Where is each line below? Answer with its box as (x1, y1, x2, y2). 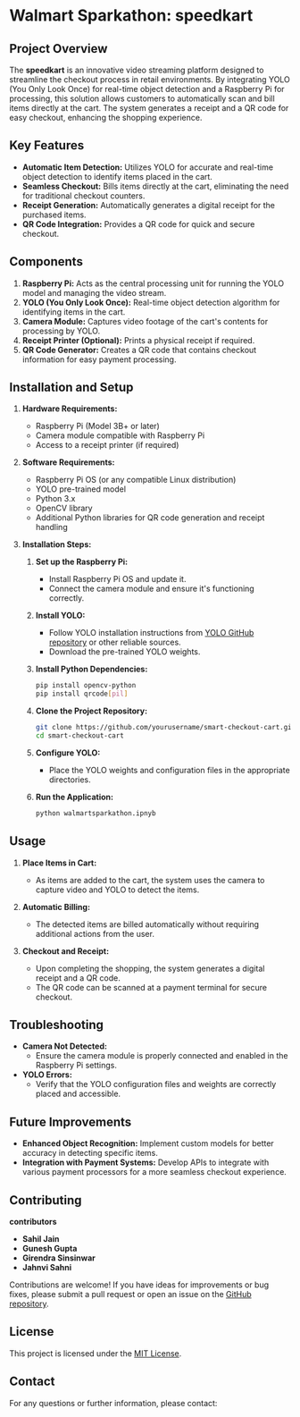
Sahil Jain (21, 1234, 60, 1244)
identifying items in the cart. (21, 306, 126, 317)
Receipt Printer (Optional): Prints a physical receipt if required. (21, 334, 255, 345)
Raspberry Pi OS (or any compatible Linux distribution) (35, 475, 237, 485)
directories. (48, 774, 91, 785)
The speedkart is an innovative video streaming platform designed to (9, 64, 264, 75)
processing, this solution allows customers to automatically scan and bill (9, 93, 275, 104)
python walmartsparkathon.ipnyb (35, 808, 156, 818)
